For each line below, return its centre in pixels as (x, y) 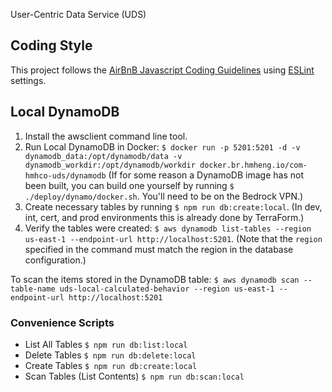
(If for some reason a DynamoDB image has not (206, 175)
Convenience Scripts (62, 322)
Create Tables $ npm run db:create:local (111, 365)
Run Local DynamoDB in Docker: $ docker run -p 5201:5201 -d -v (162, 146)
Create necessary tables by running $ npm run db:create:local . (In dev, (173, 206)
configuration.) (55, 260)
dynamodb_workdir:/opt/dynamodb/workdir (110, 165)
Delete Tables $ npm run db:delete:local (110, 355)
